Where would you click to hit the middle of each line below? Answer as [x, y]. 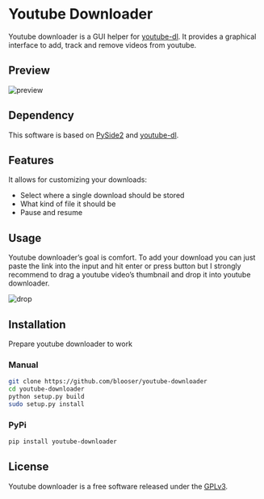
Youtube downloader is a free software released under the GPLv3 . [118, 486]
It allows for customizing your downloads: [78, 180]
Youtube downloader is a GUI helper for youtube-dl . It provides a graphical [132, 36]
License [29, 467]
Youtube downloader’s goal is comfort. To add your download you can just [132, 258]
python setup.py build [46, 397]
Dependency [41, 115]
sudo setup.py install [46, 404]
